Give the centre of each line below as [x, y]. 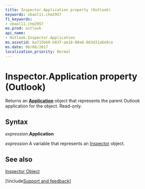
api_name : [16, 33]
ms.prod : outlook [23, 28]
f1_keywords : [19, 19]
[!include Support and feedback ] [38, 181]
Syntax [17, 122]
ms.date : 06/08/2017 [27, 47]
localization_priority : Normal [38, 51]
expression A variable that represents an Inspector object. [65, 143]
